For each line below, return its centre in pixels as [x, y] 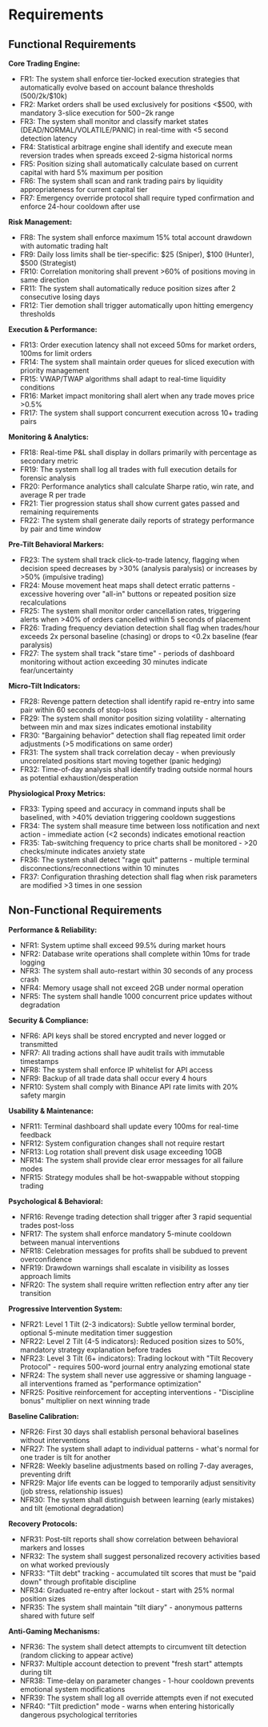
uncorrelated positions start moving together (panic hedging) [120, 761]
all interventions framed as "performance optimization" [110, 1383]
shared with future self [57, 1615]
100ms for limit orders [56, 353]
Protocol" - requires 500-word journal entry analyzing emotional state [135, 1366]
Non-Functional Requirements [85, 911]
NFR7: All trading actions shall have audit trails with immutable [122, 1053]
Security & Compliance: [49, 1020]
